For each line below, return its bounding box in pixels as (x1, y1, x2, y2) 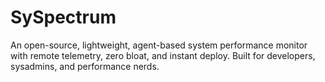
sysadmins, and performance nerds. (10, 60, 160, 72)
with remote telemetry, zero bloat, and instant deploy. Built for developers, (10, 49, 316, 61)
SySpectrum (10, 6, 117, 29)
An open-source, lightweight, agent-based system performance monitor (10, 39, 308, 51)
